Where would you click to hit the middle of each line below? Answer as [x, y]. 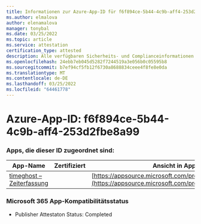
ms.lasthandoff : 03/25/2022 [41, 84]
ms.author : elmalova [32, 17]
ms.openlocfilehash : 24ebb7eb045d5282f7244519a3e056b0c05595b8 [87, 62]
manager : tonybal [28, 28]
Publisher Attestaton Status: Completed [63, 214]
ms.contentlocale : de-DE [37, 78]
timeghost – [26, 176]
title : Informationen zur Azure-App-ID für [61, 12]
